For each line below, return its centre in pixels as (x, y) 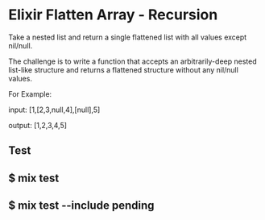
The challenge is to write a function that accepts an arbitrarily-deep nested (132, 61)
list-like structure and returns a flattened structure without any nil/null (124, 69)
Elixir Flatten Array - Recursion (113, 15)
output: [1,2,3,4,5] (37, 125)
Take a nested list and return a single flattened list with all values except (128, 37)
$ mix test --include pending (81, 206)
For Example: (30, 93)
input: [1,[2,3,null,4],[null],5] (54, 110)
